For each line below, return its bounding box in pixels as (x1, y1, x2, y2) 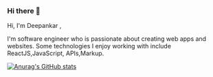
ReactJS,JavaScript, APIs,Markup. (7, 49, 104, 57)
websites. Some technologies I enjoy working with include (7, 42, 172, 50)
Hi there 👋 (7, 6, 41, 16)
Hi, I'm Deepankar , (7, 22, 62, 30)
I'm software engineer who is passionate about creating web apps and (7, 35, 207, 43)
